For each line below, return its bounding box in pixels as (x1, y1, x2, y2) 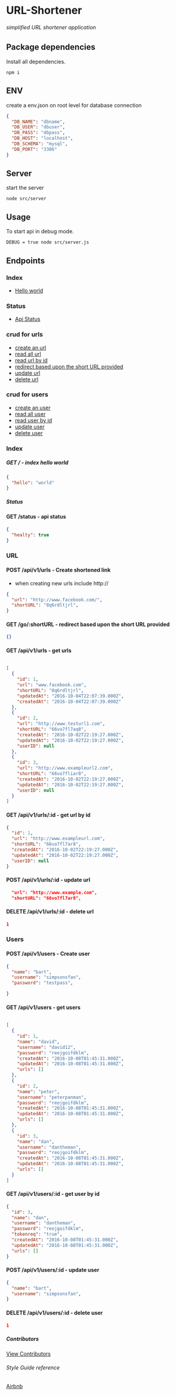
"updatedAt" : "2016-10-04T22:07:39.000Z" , (17, 693, 124, 699)
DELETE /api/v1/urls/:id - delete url (6, 908, 94, 915)
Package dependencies (6, 42, 95, 53)
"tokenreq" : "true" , (11, 1232, 63, 1237)
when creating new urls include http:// (14, 579, 109, 587)
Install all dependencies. (6, 58, 66, 65)
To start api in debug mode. (6, 228, 75, 235)
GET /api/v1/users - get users (6, 1004, 81, 1011)
